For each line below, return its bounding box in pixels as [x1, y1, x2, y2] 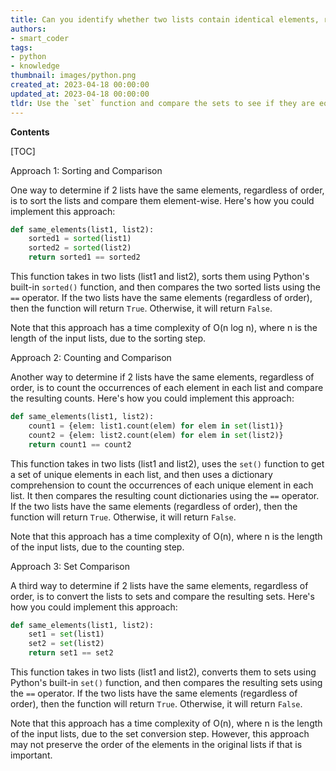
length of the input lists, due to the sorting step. [10, 332, 207, 344]
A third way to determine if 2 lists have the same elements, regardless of [10, 579, 309, 591]
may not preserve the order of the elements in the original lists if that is [10, 739, 303, 750]
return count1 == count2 [28, 439, 132, 450]
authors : [10, 24, 47, 34]
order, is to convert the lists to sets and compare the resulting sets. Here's [10, 590, 315, 602]
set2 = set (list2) [28, 639, 105, 649]
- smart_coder [10, 33, 70, 43]
